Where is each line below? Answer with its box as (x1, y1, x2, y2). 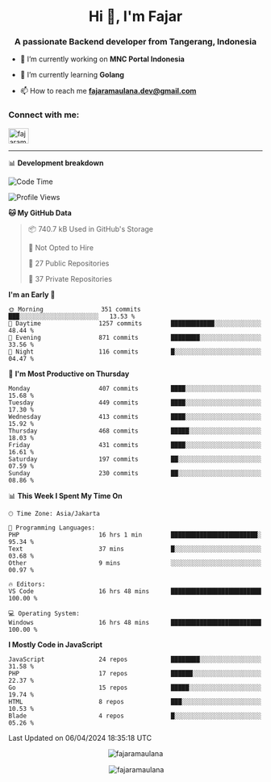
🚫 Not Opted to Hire (27, 242, 94, 253)
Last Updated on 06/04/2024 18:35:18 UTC (8, 733, 152, 742)
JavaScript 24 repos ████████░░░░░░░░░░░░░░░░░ (8, 655, 262, 663)
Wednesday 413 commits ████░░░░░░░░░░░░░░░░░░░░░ (8, 412, 262, 420)
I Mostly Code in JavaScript (8, 639, 103, 649)
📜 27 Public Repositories (27, 258, 110, 268)
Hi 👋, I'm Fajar (88, 7, 183, 26)
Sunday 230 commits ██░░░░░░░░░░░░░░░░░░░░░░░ (8, 469, 262, 477)
